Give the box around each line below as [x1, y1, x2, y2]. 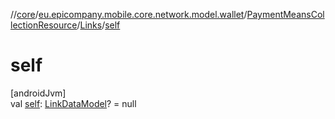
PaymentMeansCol [246, 9, 325, 20]
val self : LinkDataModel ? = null [10, 97, 137, 109]
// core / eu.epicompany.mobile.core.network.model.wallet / [10, 9, 248, 20]
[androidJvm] [10, 87, 67, 99]
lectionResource [10, 19, 78, 31]
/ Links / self [76, 19, 121, 31]
